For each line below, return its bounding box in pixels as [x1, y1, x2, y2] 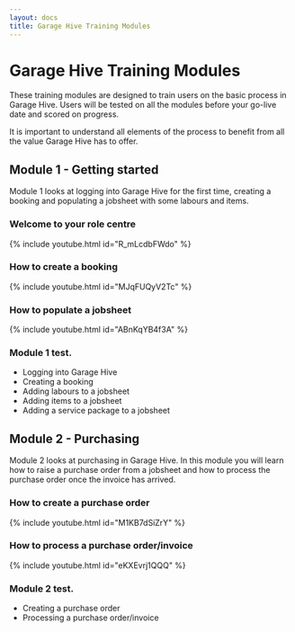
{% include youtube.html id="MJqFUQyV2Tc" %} [9, 280, 192, 292]
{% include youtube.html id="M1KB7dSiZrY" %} [9, 517, 186, 528]
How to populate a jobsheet [9, 303, 132, 316]
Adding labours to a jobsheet [22, 386, 130, 396]
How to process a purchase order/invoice [9, 539, 193, 552]
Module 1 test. [9, 347, 72, 360]
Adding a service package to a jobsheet [22, 405, 171, 416]
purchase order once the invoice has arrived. [9, 474, 176, 485]
